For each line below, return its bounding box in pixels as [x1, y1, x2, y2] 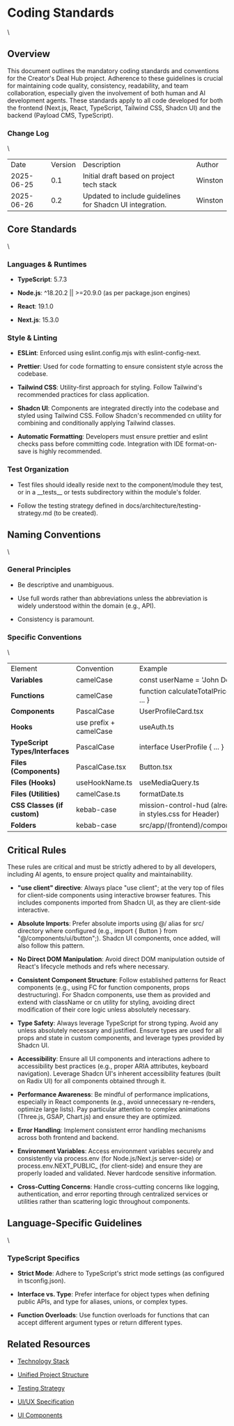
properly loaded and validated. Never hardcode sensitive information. [17, 1168, 217, 1177]
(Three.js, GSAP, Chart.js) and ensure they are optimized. [17, 1112, 182, 1120]
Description [82, 160, 120, 170]
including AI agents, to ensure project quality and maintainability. [7, 870, 193, 878]
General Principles [7, 565, 71, 574]
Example [139, 664, 168, 673]
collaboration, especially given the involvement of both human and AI [7, 88, 205, 97]
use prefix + [75, 718, 116, 728]
